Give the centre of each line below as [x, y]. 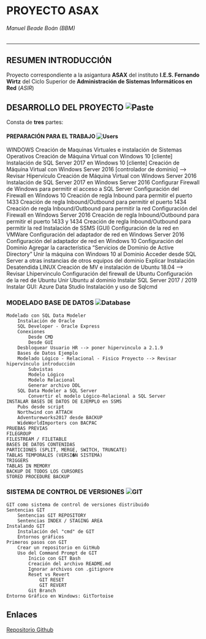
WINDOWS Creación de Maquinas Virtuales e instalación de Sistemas [94, 150]
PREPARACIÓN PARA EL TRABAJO [51, 136]
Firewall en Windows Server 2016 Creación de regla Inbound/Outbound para [103, 215]
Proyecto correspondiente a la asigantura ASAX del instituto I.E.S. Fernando [103, 75]
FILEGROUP [19, 433]
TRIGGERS [17, 460]
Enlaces [22, 615]
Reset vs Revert [49, 575]
